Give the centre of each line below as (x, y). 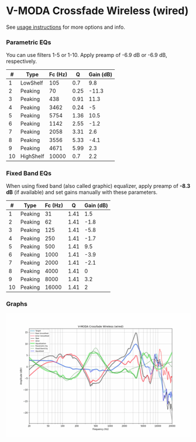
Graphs (17, 304)
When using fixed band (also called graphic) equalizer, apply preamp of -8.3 (98, 186)
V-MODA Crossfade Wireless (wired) (97, 11)
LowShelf (32, 83)
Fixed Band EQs (29, 173)
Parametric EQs (29, 42)
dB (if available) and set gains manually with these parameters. (82, 193)
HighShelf (32, 156)
